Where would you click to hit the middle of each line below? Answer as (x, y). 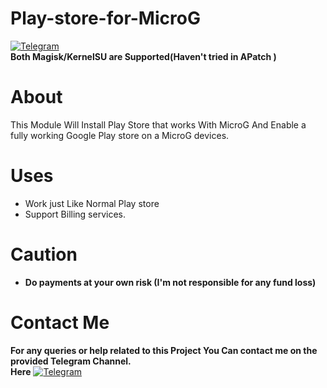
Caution (44, 254)
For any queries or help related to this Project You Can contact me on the (164, 350)
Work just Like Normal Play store (92, 203)
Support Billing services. (75, 214)
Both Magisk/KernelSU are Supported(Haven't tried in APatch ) (143, 56)
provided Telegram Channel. (71, 361)
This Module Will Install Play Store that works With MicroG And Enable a (158, 124)
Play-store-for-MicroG (105, 18)
